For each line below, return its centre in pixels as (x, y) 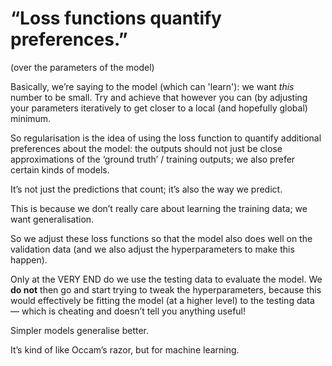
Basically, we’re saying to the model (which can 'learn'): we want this (152, 86)
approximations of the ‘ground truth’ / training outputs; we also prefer (153, 159)
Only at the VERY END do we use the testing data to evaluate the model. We (166, 279)
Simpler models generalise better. (80, 330)
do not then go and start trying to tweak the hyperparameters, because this (166, 289)
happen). (29, 259)
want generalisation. (52, 219)
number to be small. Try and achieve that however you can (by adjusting (159, 97)
